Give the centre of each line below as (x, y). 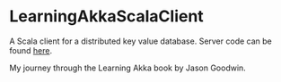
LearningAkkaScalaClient (106, 16)
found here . (31, 50)
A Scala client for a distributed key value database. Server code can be (140, 41)
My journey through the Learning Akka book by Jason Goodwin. (128, 68)
